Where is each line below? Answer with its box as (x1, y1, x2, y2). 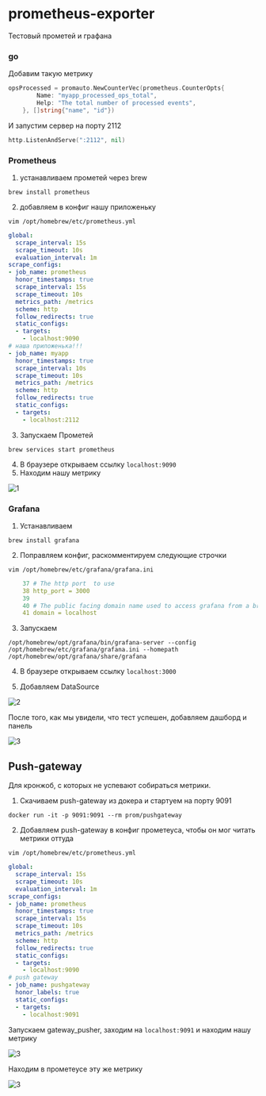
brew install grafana (8, 536, 80, 544)
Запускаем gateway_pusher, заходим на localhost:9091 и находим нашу (8, 1025, 252, 1034)
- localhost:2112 (22, 416, 80, 424)
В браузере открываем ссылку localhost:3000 (19, 667, 177, 676)
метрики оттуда (19, 834, 74, 844)
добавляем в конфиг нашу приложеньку (19, 202, 157, 211)
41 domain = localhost (22, 609, 97, 617)
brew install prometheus (8, 188, 90, 196)
